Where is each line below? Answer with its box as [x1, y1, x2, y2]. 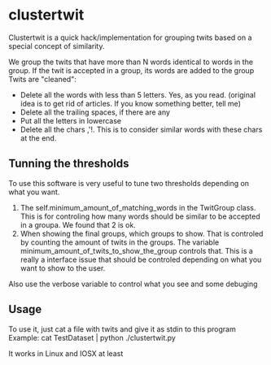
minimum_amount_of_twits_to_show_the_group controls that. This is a [20, 246, 254, 255]
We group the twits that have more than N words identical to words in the [8, 57, 254, 67]
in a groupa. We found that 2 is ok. [20, 219, 136, 229]
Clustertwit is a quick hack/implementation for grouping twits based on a [8, 33, 252, 42]
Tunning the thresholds [8, 157, 129, 171]
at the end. [20, 133, 57, 143]
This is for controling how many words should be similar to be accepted [20, 211, 260, 221]
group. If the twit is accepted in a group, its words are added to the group [8, 65, 255, 75]
